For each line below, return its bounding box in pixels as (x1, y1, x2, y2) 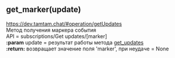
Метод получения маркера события (6, 26, 97, 33)
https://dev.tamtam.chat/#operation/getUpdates (6, 20, 122, 27)
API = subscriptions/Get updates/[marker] (6, 32, 107, 40)
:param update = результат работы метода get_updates (6, 39, 144, 46)
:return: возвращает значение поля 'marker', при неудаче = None (6, 45, 169, 52)
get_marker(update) (6, 5, 81, 15)
